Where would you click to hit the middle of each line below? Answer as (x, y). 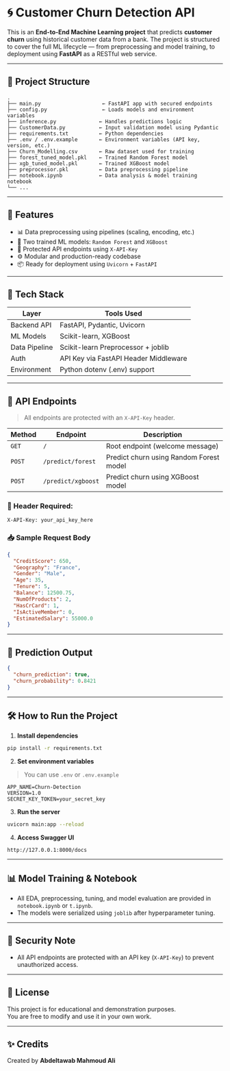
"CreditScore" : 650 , (42, 561)
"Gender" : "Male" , (40, 574)
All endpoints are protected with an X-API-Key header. (100, 418)
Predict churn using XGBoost (152, 477)
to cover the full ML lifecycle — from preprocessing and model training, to (111, 47)
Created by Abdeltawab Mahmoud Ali (61, 1061)
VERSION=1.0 (24, 793)
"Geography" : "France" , (47, 567)
